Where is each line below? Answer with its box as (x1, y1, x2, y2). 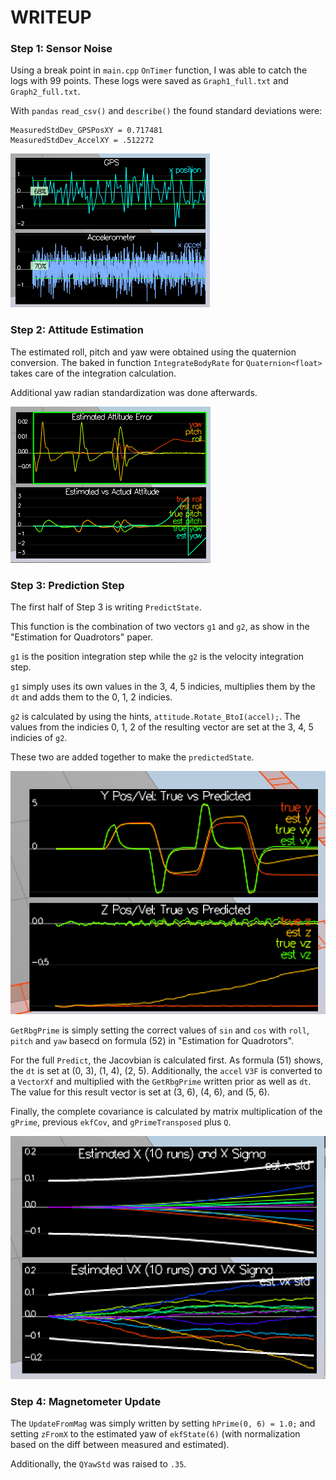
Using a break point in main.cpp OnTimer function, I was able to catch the (10, 64, 308, 76)
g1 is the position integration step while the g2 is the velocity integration (10, 651, 305, 663)
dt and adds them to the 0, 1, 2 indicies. (10, 691, 173, 703)
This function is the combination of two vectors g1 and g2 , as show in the (10, 621, 310, 633)
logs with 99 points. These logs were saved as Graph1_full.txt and (10, 75, 289, 87)
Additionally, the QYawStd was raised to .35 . (10, 1458, 187, 1470)
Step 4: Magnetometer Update (10, 1394, 162, 1408)
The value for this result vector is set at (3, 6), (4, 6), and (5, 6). (10, 1086, 270, 1098)
